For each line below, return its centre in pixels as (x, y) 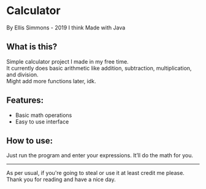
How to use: (30, 140)
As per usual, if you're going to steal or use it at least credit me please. (96, 173)
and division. (22, 75)
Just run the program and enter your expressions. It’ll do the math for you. (100, 155)
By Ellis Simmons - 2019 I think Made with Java (66, 28)
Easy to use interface (42, 121)
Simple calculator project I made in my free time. (67, 61)
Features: (25, 101)
